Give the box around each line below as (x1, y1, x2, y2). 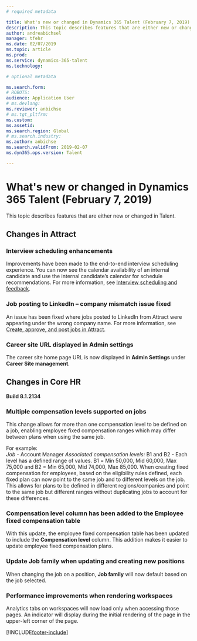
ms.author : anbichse (6, 139, 57, 145)
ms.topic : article (6, 46, 51, 53)
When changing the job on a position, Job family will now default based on (6, 570, 188, 577)
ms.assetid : (6, 122, 35, 128)
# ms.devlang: (6, 101, 41, 106)
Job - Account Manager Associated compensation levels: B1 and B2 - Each (6, 451, 188, 458)
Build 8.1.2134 (6, 392, 41, 400)
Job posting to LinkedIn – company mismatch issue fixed (6, 300, 171, 308)
